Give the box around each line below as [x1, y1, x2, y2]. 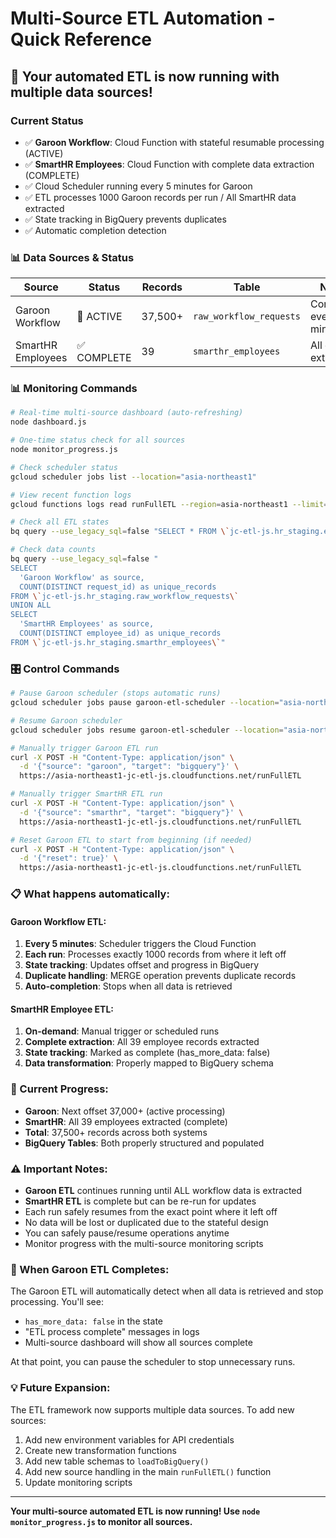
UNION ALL [10, 600, 52, 611]
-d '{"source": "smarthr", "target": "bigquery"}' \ [19, 807, 244, 817]
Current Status [10, 113, 84, 127]
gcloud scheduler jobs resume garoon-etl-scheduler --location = [10, 725, 284, 735]
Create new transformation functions [24, 1444, 177, 1456]
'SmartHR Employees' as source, [19, 619, 155, 629]
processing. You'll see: [10, 1296, 104, 1308]
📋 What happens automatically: [10, 887, 170, 901]
